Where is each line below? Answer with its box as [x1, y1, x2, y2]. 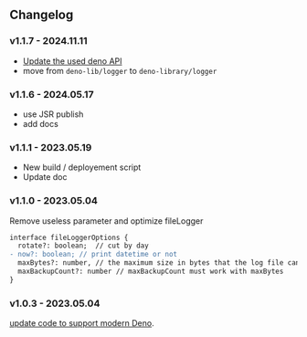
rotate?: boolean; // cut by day [17, 241, 149, 250]
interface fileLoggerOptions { [9, 233, 129, 242]
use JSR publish [22, 109, 84, 120]
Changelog [9, 7, 74, 23]
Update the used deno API [22, 55, 122, 67]
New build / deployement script [22, 162, 142, 173]
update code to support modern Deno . [9, 318, 154, 329]
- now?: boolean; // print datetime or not [9, 250, 178, 259]
